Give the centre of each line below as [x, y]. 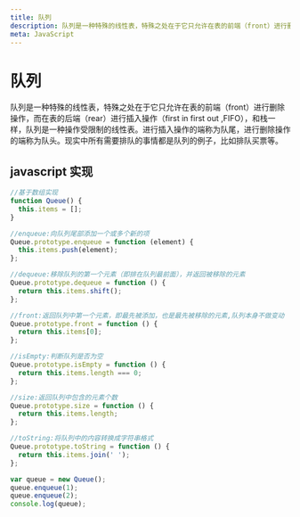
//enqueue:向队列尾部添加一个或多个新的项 [80, 234]
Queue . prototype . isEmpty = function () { [88, 365]
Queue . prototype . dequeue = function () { [88, 283]
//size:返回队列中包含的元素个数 [64, 398]
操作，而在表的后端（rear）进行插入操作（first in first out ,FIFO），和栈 [139, 119]
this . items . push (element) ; [68, 250]
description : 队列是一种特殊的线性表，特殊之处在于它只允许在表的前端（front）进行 [149, 26]
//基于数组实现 [34, 193]
